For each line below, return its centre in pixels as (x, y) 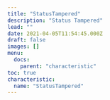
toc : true (22, 73)
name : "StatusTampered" (49, 86)
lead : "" (20, 27)
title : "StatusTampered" (44, 14)
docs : (22, 60)
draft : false (27, 40)
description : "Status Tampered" (55, 20)
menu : (15, 54)
